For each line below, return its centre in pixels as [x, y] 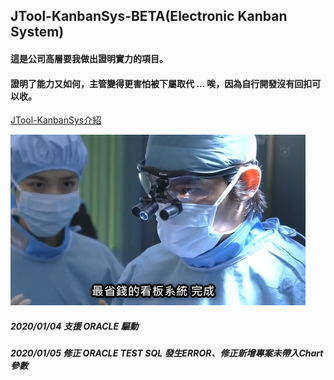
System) [37, 32]
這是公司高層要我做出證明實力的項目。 [89, 58]
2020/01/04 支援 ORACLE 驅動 [74, 326]
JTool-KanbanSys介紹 [56, 120]
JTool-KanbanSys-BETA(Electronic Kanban [149, 16]
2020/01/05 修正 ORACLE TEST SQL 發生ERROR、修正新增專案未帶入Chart [167, 353]
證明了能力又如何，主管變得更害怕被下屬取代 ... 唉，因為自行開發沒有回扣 [161, 83]
